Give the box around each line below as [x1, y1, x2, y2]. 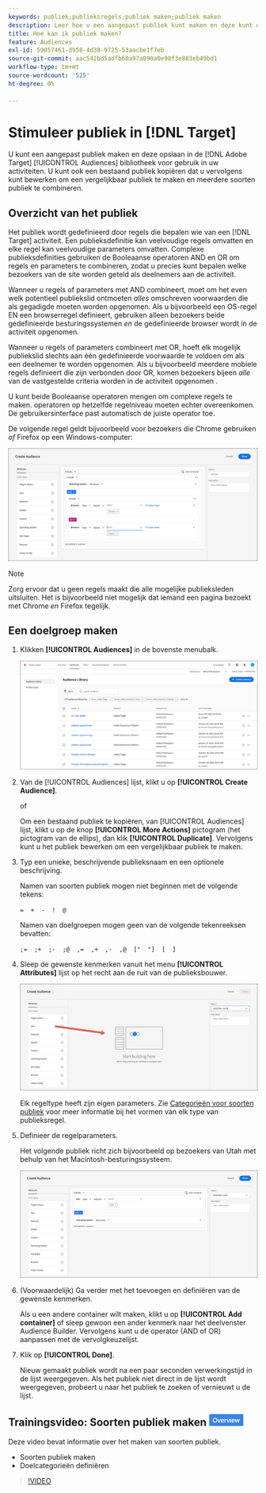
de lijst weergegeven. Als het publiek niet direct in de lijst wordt [19, 1374, 227, 1383]
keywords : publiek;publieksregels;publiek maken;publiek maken [8, 13, 222, 21]
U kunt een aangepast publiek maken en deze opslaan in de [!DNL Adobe [8, 149, 248, 159]
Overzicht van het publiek [8, 206, 139, 220]
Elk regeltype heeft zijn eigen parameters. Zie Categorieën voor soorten [19, 1098, 255, 1108]
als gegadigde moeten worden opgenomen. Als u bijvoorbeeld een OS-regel [8, 302, 257, 311]
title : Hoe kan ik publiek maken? [8, 29, 123, 37]
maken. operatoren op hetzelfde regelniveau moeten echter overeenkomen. [8, 400, 255, 410]
